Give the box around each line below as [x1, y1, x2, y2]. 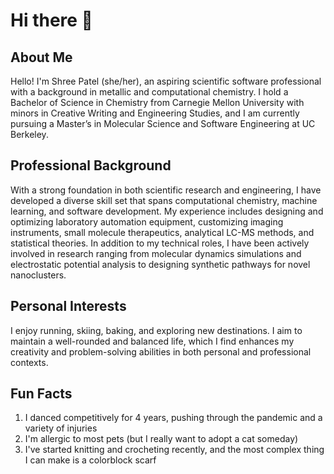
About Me [10, 49, 73, 66]
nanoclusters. [10, 269, 67, 281]
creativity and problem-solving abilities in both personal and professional [10, 345, 312, 358]
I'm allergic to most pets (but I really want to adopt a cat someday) [24, 433, 299, 445]
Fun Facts [10, 385, 73, 403]
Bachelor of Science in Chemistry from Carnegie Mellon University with [10, 97, 305, 108]
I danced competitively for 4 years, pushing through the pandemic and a [24, 412, 323, 424]
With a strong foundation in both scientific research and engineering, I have [10, 184, 322, 196]
